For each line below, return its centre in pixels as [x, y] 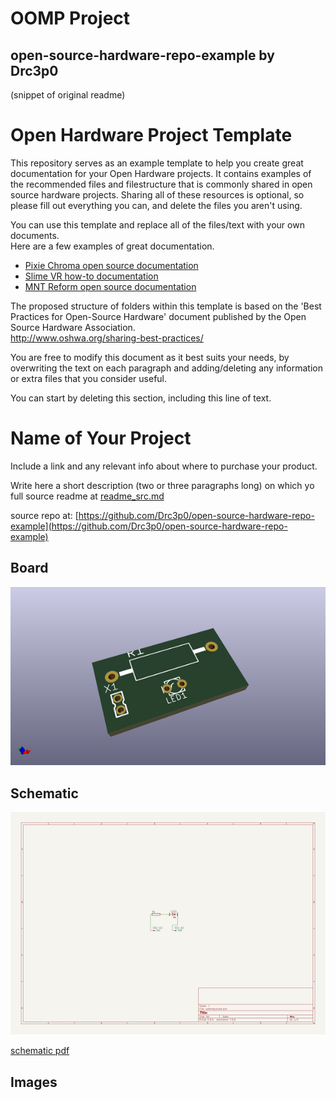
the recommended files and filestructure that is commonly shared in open [161, 184]
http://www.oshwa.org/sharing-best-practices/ [107, 338]
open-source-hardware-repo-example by [142, 55]
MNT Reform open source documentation [110, 286]
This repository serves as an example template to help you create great [157, 163]
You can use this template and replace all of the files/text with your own [157, 224]
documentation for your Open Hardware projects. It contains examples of [161, 173]
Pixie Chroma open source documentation [111, 265]
